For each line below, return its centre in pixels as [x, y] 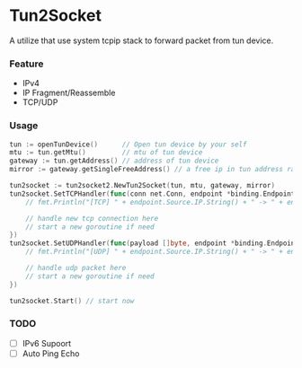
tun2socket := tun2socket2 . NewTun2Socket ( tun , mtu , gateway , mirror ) [142, 186]
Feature [27, 64]
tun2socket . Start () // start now [72, 301]
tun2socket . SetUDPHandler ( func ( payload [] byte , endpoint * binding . [138, 243]
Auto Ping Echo [51, 353]
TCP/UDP [40, 102]
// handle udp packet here [76, 268]
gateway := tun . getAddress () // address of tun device [114, 161]
